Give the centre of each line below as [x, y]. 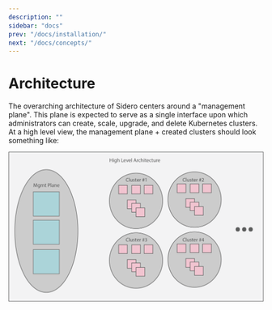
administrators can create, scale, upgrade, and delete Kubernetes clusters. [133, 123]
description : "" [36, 17]
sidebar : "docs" [36, 25]
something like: [34, 141]
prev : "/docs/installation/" [57, 34]
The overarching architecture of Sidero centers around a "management [127, 106]
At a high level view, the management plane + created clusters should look [132, 132]
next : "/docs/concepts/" [50, 43]
